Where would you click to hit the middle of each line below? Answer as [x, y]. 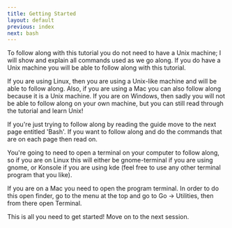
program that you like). [40, 175]
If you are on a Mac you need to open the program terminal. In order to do [113, 188]
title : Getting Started [42, 14]
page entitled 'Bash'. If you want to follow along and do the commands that [115, 132]
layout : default [31, 20]
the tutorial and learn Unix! [45, 111]
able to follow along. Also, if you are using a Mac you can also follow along [114, 89]
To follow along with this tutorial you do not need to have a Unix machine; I [114, 53]
